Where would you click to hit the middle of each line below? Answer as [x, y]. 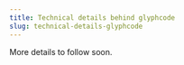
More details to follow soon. [61, 51]
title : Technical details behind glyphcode [92, 18]
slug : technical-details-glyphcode [76, 26]
